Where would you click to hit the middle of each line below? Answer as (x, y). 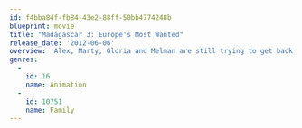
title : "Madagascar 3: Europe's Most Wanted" (96, 34)
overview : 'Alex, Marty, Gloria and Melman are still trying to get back (151, 51)
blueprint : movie (42, 26)
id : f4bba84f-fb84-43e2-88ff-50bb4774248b (90, 18)
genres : (24, 59)
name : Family (50, 110)
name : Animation (57, 85)
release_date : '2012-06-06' (62, 43)
